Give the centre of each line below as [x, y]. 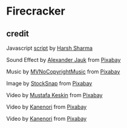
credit [18, 34]
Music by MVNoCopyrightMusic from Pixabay [63, 72]
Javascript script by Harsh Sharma [49, 48]
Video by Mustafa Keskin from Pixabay [54, 95]
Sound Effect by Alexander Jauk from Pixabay [63, 60]
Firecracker [36, 11]
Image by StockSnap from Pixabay [49, 83]
